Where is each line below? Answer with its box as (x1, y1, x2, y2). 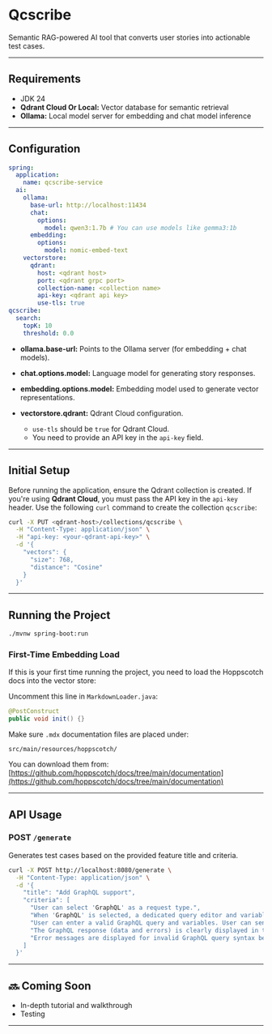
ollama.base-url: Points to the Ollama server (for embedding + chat (19, 344, 247, 353)
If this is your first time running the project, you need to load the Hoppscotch (8, 667, 264, 677)
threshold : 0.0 (23, 329, 74, 337)
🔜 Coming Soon (8, 979, 91, 993)
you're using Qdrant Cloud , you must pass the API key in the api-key (8, 493, 239, 503)
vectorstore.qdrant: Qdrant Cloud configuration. (19, 408, 184, 418)
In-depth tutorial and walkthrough (19, 1001, 133, 1010)
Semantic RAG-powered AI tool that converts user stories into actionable (8, 32, 251, 42)
